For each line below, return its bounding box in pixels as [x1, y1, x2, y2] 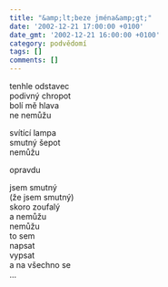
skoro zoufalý [9, 201, 61, 212]
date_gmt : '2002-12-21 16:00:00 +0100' [9, 30, 161, 39]
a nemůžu [9, 211, 47, 221]
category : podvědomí [9, 38, 88, 48]
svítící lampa [9, 128, 57, 138]
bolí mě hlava [9, 100, 60, 110]
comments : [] [9, 56, 59, 65]
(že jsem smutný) [9, 192, 74, 202]
